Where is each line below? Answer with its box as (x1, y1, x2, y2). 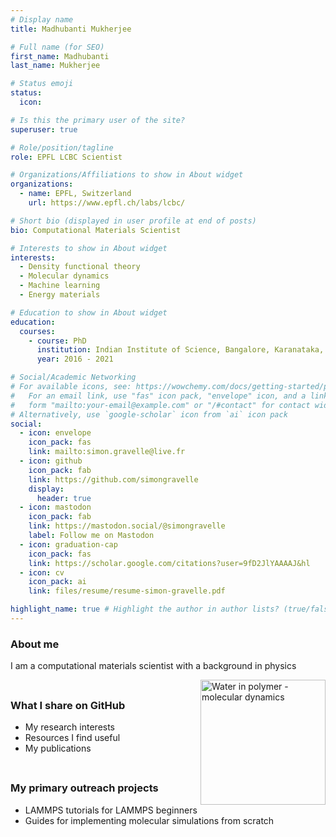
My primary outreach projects (10, 781, 159, 795)
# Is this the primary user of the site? (10, 115, 186, 125)
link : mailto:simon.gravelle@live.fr (28, 447, 186, 457)
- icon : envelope (19, 428, 92, 438)
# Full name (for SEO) (10, 42, 105, 52)
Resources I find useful (24, 732, 121, 744)
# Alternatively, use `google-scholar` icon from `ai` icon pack (10, 409, 288, 420)
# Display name (10, 14, 74, 25)
